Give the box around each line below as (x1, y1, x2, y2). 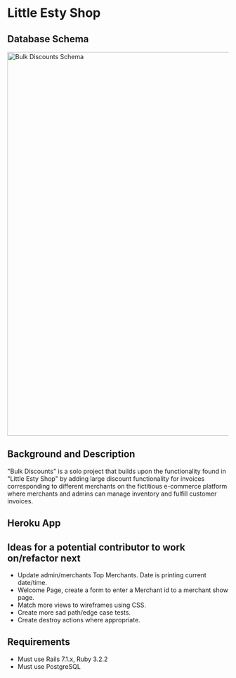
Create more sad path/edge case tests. (17, 608, 131, 617)
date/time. (17, 579, 48, 587)
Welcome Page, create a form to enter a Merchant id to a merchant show (17, 586, 228, 594)
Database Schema (7, 33, 89, 45)
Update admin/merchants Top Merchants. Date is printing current (17, 571, 207, 579)
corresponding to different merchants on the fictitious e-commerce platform (7, 482, 228, 490)
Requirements (7, 636, 70, 648)
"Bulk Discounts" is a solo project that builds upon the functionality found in (7, 467, 226, 475)
